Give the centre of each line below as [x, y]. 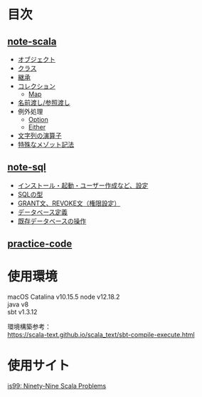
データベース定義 [43, 212]
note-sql [27, 167]
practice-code [40, 244]
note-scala [32, 41]
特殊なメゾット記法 [46, 144]
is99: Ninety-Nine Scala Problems [57, 386]
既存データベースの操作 [52, 221]
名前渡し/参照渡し [44, 103]
